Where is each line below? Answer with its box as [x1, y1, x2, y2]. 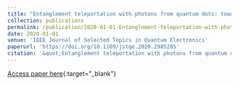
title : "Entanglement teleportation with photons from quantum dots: [7, 10, 218, 18]
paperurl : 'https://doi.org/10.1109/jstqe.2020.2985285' [7, 43, 180, 50]
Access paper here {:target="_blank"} [7, 69, 117, 78]
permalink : [7, 23, 40, 30]
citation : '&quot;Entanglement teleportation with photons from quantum [7, 50, 228, 57]
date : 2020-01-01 [7, 30, 59, 38]
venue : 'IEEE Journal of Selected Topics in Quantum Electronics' [7, 37, 208, 44]
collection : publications [7, 17, 84, 24]
